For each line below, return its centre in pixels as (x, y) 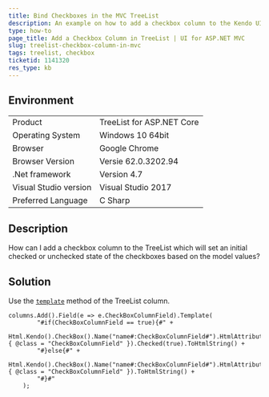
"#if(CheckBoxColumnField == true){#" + (105, 323)
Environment (41, 101)
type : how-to (30, 30)
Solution (30, 282)
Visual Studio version (52, 187)
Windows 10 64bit (134, 135)
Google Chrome (129, 148)
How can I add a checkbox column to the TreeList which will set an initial (128, 248)
